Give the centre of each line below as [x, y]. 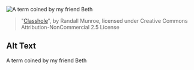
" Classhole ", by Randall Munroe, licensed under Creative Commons [104, 21]
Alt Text [21, 46]
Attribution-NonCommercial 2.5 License [70, 27]
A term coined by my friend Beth [47, 60]
